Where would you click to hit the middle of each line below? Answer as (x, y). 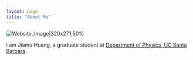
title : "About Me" (28, 17)
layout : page (22, 11)
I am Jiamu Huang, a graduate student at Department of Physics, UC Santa (97, 45)
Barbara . (17, 51)
